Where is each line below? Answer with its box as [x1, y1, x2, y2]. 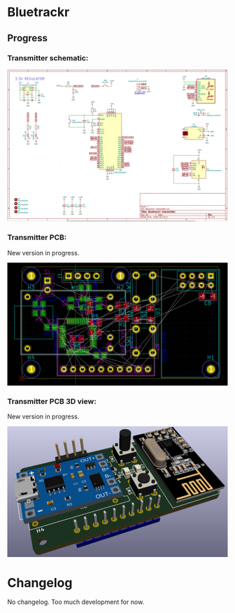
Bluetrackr [7, 4, 70, 20]
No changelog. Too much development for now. [7, 598, 145, 606]
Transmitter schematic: [7, 53, 89, 63]
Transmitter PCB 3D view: [7, 396, 97, 406]
